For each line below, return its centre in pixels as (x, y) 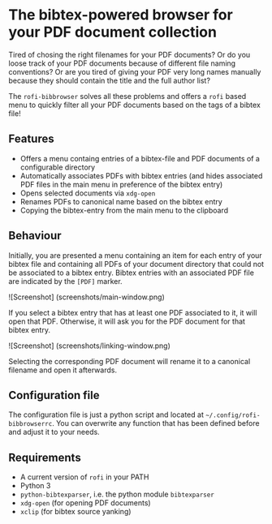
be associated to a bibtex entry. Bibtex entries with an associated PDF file (131, 273)
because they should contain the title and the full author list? (110, 80)
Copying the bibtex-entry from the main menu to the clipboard (124, 210)
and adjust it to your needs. (54, 432)
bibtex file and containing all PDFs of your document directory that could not (136, 264)
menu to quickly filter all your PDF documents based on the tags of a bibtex (135, 105)
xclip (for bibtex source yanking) (76, 512)
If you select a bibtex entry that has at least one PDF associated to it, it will (133, 312)
